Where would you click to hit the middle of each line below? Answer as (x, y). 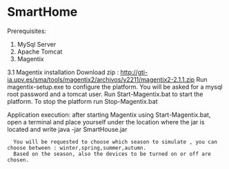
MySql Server (37, 44)
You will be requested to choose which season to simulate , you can (115, 142)
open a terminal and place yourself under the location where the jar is (106, 122)
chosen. (18, 160)
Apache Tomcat (40, 52)
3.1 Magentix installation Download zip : (63, 72)
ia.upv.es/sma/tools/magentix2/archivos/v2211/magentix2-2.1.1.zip (101, 79)
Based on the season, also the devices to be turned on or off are (112, 154)
